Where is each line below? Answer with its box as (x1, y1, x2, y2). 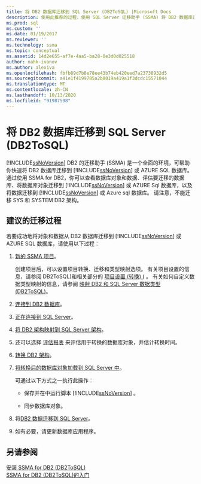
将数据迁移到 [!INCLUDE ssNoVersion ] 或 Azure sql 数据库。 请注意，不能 (6, 189, 185, 196)
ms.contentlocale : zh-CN (6, 87, 68, 93)
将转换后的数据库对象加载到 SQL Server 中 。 (14, 364, 125, 372)
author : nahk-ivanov (6, 59, 58, 65)
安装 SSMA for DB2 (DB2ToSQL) (6, 464, 86, 471)
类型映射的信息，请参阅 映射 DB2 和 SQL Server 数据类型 (20, 281, 161, 288)
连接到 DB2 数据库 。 (14, 300, 66, 308)
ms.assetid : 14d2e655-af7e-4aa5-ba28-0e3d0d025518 (6, 53, 135, 59)
